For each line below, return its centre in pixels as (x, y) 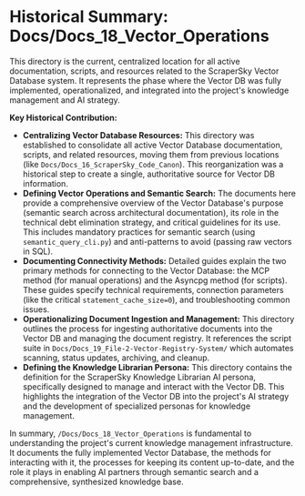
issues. (36, 309)
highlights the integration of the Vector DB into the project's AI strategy (156, 396)
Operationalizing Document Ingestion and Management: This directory (158, 319)
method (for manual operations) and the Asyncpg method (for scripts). (155, 280)
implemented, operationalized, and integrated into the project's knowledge (149, 90)
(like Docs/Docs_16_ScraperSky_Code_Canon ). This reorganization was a (153, 164)
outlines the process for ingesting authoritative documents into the (147, 329)
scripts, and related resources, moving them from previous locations (151, 154)
